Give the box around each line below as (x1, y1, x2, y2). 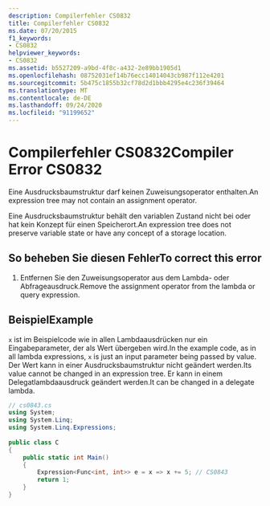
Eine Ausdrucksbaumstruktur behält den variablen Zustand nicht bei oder (8, 210, 252, 221)
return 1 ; (37, 475, 70, 484)
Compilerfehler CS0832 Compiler (8, 144, 235, 161)
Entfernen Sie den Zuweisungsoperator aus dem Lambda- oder (19, 272, 230, 282)
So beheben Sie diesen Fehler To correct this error (8, 251, 262, 265)
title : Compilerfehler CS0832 (8, 19, 110, 27)
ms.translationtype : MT (8, 86, 88, 95)
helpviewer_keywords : (8, 49, 81, 57)
